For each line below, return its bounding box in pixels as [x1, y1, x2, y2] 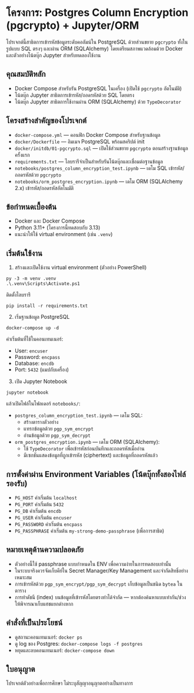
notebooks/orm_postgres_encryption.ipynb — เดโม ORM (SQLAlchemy [14, 178, 183, 185]
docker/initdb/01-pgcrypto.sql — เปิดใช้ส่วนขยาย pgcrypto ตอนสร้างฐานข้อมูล [14, 145, 188, 152]
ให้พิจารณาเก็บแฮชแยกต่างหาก [14, 600, 73, 607]
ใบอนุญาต [6, 664, 35, 674]
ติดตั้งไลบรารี [6, 291, 31, 298]
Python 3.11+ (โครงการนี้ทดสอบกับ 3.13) [14, 224, 101, 231]
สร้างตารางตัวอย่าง [23, 419, 59, 426]
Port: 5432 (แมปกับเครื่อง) [14, 366, 69, 373]
